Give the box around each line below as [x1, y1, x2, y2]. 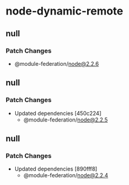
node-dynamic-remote [5, 4, 124, 18]
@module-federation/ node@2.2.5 [23, 116, 108, 123]
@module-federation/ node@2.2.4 [23, 172, 108, 179]
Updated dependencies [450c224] [14, 109, 102, 117]
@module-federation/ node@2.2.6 [14, 60, 99, 67]
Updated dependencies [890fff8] [14, 165, 98, 173]
